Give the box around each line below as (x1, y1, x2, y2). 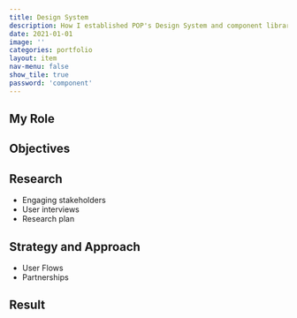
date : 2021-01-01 (9, 29, 73, 38)
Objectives (9, 141, 71, 156)
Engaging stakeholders (21, 195, 106, 206)
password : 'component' (9, 79, 93, 87)
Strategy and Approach (9, 239, 141, 254)
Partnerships (21, 272, 69, 283)
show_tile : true (9, 71, 69, 79)
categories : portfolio (9, 46, 93, 55)
